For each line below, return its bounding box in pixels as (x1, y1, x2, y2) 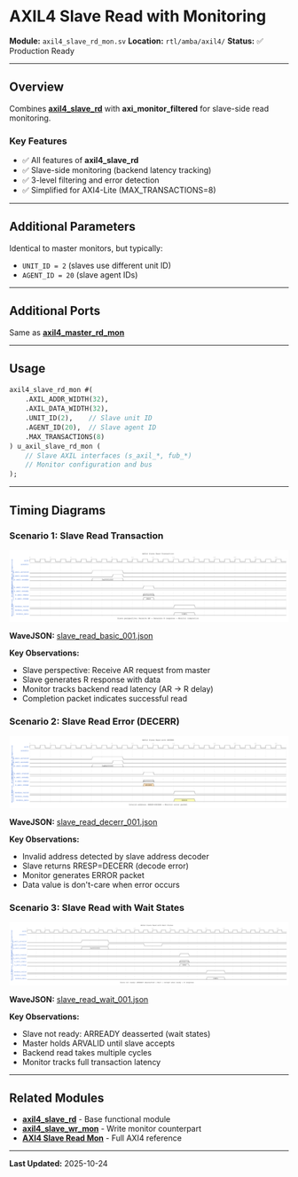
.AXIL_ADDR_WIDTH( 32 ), (25, 395, 109, 404)
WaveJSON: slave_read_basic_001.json (9, 631, 153, 641)
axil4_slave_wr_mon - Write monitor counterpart (21, 1124, 202, 1134)
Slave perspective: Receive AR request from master (21, 665, 211, 676)
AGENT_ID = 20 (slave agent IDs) (21, 269, 138, 280)
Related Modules (9, 1090, 105, 1105)
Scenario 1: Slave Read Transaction (9, 530, 164, 542)
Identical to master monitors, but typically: (9, 242, 163, 254)
